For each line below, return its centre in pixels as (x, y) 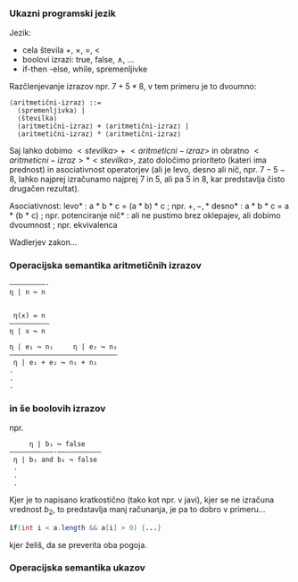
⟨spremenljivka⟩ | (52, 111)
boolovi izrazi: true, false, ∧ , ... (78, 60)
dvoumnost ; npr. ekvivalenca (63, 225)
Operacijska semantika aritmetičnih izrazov (106, 266)
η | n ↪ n (28, 292)
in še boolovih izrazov (58, 408)
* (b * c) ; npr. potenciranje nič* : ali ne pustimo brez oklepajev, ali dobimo (145, 215)
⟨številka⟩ (37, 119)
